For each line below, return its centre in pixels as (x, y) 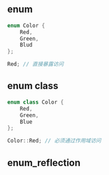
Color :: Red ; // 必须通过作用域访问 (54, 141)
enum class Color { (36, 102)
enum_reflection (44, 163)
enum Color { (26, 25)
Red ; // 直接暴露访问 (36, 64)
